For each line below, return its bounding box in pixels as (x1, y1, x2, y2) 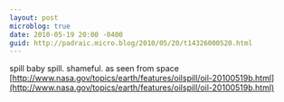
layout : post (9, 13, 59, 23)
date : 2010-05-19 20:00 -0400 (9, 30, 124, 39)
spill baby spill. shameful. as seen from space (9, 63, 179, 74)
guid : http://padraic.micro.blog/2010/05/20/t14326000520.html (9, 38, 253, 48)
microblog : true (9, 22, 71, 31)
